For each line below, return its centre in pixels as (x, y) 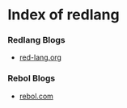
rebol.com (36, 96)
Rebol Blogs (32, 78)
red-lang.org (40, 57)
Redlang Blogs (36, 40)
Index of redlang (63, 15)
